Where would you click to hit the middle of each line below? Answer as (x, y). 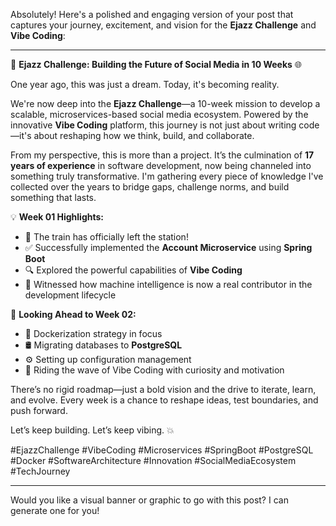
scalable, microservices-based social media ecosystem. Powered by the (159, 114)
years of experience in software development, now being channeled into (161, 165)
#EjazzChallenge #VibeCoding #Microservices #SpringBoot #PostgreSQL (162, 450)
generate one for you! (55, 510)
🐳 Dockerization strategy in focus (93, 333)
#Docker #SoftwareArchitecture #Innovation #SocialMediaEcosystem (153, 460)
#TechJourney (40, 471)
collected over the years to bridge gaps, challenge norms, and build (150, 187)
